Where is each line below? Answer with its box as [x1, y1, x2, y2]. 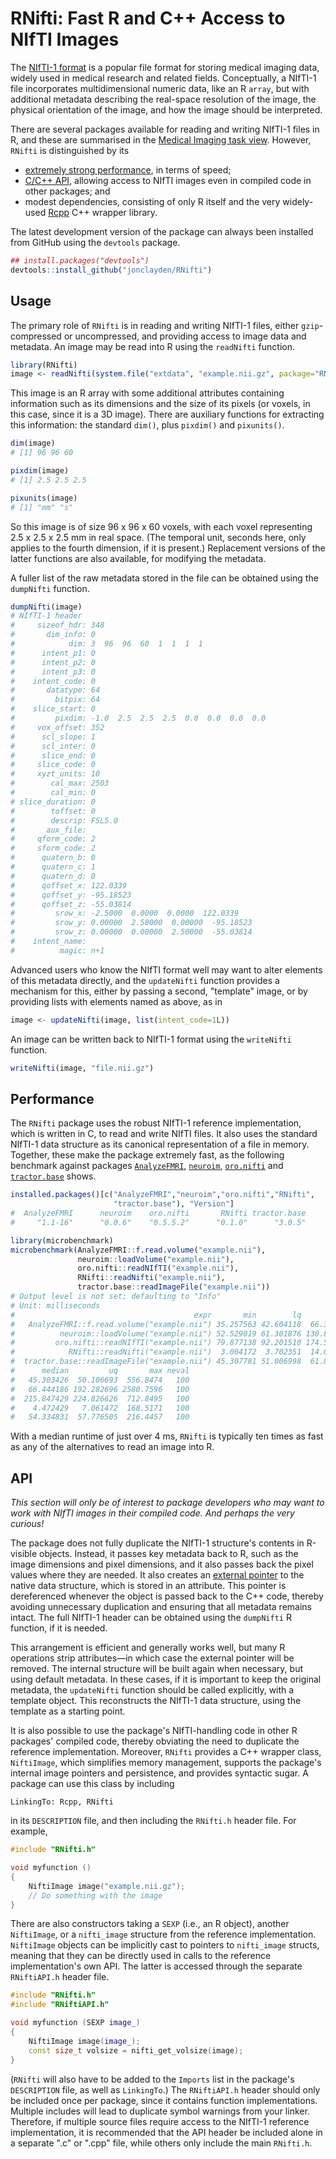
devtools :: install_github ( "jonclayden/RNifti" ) [10, 265, 213, 275]
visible [10, 1548, 38, 1560]
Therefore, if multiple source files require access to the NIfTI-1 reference [10, 2115, 310, 2127]
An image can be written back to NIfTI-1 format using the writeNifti [10, 1033, 292, 1045]
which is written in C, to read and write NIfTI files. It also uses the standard [10, 1128, 318, 1140]
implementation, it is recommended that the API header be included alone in [10, 2126, 323, 2138]
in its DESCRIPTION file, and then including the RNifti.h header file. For [10, 1815, 297, 1827]
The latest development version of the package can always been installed [10, 225, 314, 237]
